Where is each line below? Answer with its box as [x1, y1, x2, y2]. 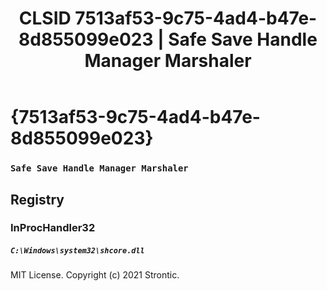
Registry [10, 191, 65, 208]
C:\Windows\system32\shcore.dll [10, 246, 145, 256]
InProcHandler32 [10, 221, 96, 235]
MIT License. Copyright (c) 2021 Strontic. [10, 269, 180, 281]
